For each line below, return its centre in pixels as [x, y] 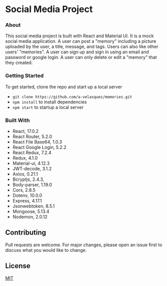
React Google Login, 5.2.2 [39, 148]
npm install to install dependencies [50, 102]
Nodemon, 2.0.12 [30, 217]
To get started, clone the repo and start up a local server [64, 87]
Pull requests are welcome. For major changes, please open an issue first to [84, 245]
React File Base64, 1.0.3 [37, 142]
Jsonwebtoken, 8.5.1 [34, 206]
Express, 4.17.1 [27, 201]
